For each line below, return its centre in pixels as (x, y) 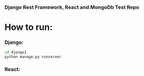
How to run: (29, 27)
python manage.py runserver (33, 57)
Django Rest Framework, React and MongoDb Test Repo (72, 7)
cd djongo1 (16, 52)
